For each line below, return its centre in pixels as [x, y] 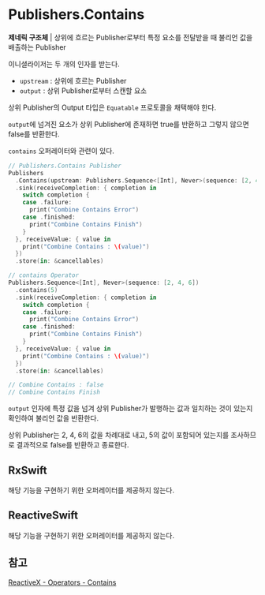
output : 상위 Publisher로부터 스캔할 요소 [83, 90]
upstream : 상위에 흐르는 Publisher [73, 80]
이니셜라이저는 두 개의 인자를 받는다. [64, 64]
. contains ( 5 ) [37, 290]
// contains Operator [44, 275]
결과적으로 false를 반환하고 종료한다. [73, 445]
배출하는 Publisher [37, 47]
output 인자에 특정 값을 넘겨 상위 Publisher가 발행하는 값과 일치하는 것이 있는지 [131, 409]
